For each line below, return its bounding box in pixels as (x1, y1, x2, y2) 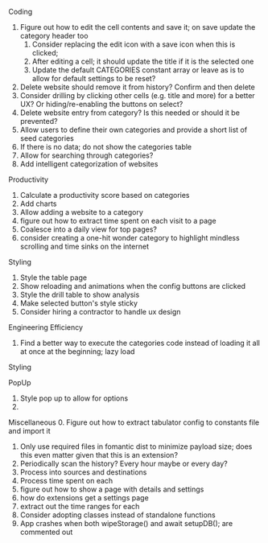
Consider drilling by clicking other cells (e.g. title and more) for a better (19, 91, 255, 100)
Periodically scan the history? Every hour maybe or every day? (19, 459, 228, 468)
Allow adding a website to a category (19, 208, 143, 216)
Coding (8, 7, 33, 16)
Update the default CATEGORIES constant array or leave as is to (31, 65, 245, 75)
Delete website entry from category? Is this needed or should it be (19, 108, 240, 117)
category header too (19, 31, 89, 40)
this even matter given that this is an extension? (19, 450, 179, 459)
